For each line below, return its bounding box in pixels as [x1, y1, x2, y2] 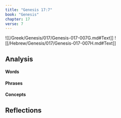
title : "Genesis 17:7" [5, 7, 52, 12]
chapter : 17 [5, 16, 30, 21]
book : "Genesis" [5, 12, 39, 17]
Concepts [5, 91, 26, 97]
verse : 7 [5, 21, 23, 26]
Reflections [5, 106, 42, 114]
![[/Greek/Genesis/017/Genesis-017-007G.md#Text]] [5, 35, 114, 41]
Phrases [5, 80, 23, 86]
